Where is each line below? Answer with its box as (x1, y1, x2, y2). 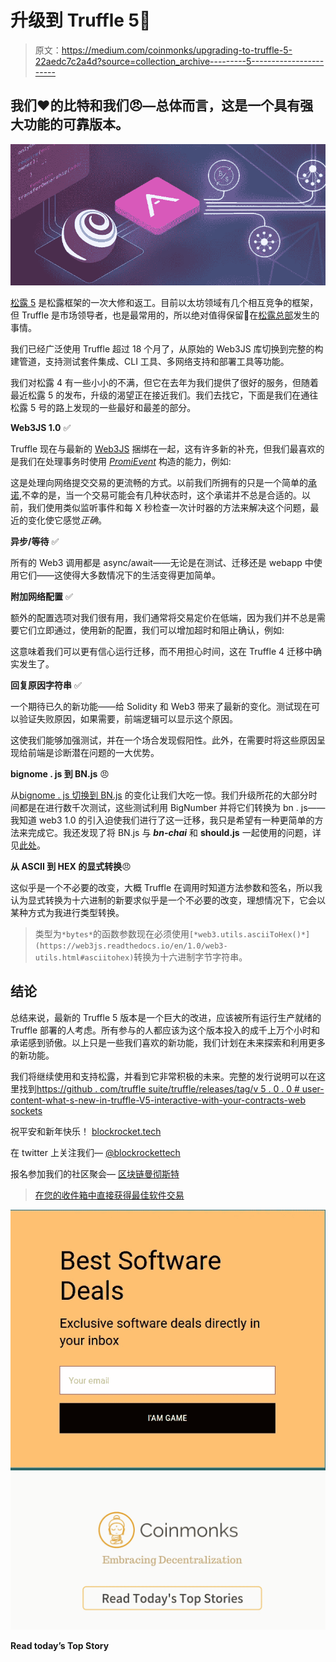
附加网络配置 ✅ (10, 590, 73, 602)
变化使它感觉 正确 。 (27, 514, 107, 526)
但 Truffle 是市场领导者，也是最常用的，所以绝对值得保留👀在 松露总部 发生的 (10, 309, 320, 321)
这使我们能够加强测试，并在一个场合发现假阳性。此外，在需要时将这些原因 (10, 734, 317, 746)
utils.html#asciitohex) (34, 952, 135, 963)
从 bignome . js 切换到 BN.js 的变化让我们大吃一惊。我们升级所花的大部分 (10, 789, 309, 801)
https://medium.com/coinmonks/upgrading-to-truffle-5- (61, 44, 293, 56)
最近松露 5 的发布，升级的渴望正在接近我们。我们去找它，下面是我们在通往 (10, 389, 319, 401)
